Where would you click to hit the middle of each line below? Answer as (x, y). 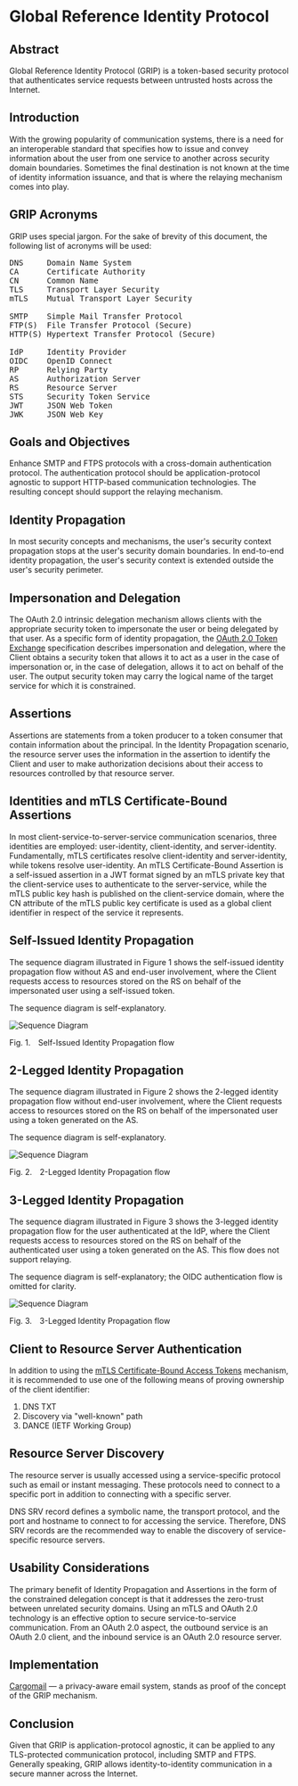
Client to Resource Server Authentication (126, 1349)
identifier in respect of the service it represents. (97, 913)
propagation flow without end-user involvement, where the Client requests (146, 1101)
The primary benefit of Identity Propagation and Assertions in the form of (143, 1589)
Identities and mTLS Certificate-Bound (118, 802)
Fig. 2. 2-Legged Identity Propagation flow (90, 1172)
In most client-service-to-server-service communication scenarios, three (143, 837)
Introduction (44, 118)
